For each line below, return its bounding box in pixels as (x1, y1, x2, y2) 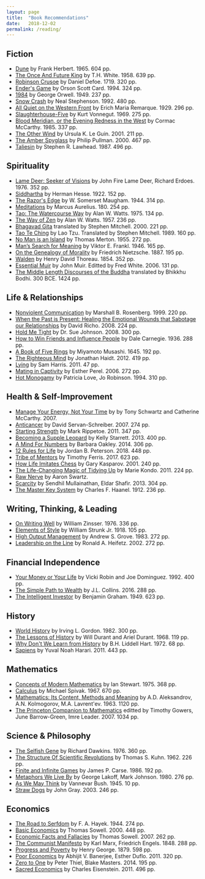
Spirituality (6, 160, 50, 172)
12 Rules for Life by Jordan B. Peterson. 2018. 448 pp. (15, 447, 152, 454)
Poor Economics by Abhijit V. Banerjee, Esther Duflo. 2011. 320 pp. (15, 853, 183, 860)
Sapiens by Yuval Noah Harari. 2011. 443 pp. (15, 646, 128, 654)
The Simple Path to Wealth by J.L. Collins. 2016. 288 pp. (15, 586, 157, 594)
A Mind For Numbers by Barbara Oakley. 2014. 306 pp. (15, 440, 154, 448)
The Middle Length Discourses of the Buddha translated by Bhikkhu (15, 268, 187, 276)
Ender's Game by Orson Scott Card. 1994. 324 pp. (15, 85, 142, 92)
